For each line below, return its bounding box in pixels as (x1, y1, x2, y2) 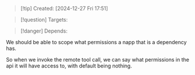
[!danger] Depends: (20, 27, 68, 34)
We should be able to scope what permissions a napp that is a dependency (6, 39, 187, 45)
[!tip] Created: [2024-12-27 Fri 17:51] (20, 5, 108, 12)
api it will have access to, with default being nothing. (6, 62, 133, 69)
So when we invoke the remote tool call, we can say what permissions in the (6, 56, 190, 63)
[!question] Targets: (20, 16, 68, 23)
